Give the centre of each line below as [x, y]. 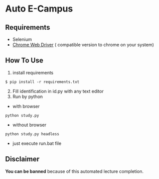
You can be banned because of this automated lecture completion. [74, 171]
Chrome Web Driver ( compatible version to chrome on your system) [83, 45]
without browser [29, 125]
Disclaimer [22, 159]
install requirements [33, 72]
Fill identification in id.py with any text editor [58, 91]
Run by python [28, 97]
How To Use [24, 61]
